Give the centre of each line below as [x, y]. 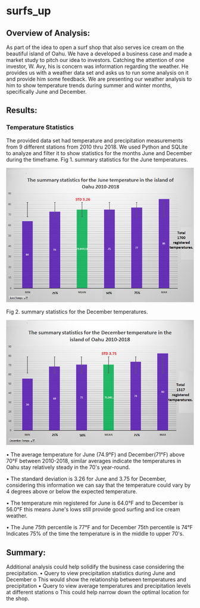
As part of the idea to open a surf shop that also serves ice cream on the [95, 47]
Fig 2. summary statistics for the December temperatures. [77, 312]
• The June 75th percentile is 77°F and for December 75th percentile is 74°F [100, 527]
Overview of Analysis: [48, 33]
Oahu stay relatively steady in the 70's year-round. [68, 467]
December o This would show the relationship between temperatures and [96, 579]
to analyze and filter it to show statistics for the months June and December [99, 153]
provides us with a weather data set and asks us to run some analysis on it [97, 72]
